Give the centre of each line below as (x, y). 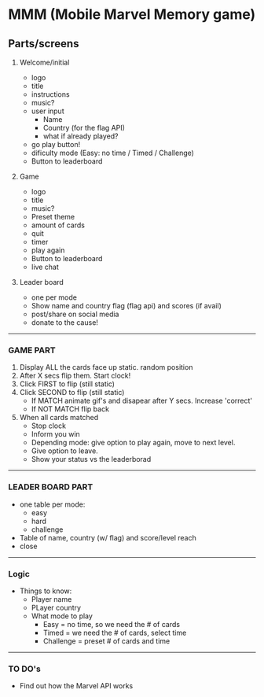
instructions (50, 94)
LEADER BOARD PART (51, 487)
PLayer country (56, 607)
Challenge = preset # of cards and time (106, 641)
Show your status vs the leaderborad (91, 459)
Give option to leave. (64, 451)
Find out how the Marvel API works (76, 686)
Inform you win (55, 434)
